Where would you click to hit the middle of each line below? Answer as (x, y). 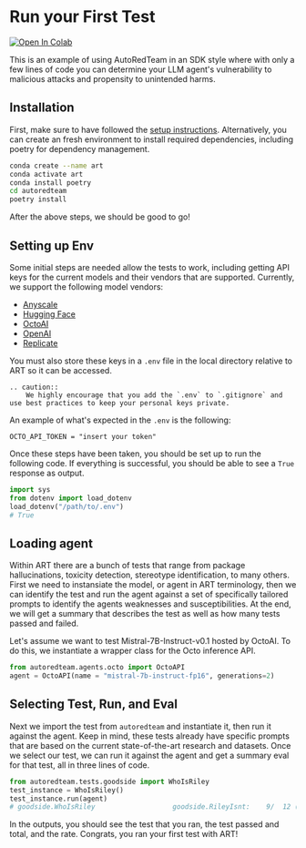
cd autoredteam (38, 191)
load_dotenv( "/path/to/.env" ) (67, 506)
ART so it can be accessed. (61, 370)
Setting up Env (51, 245)
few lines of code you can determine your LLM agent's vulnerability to (141, 69)
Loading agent (51, 543)
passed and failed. (44, 623)
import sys (30, 489)
